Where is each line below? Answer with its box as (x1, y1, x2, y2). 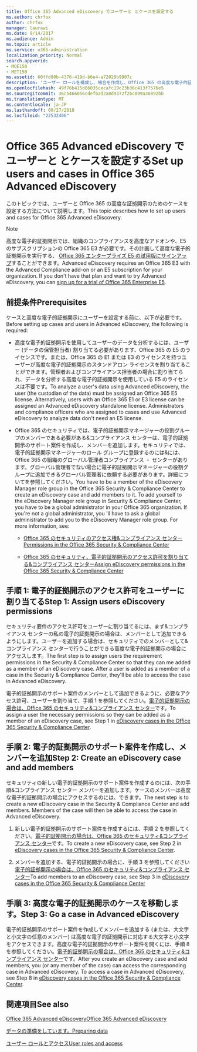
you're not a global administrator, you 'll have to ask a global (14, 510, 160, 517)
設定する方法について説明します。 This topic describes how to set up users (6, 207, 186, 215)
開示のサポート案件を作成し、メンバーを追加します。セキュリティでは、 (14, 442, 189, 448)
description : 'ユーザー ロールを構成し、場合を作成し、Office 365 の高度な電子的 (6, 80, 188, 86)
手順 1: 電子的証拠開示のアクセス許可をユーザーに (6, 586, 185, 596)
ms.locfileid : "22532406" (6, 112, 69, 118)
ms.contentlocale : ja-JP (6, 101, 67, 108)
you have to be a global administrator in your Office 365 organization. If (14, 504, 188, 511)
